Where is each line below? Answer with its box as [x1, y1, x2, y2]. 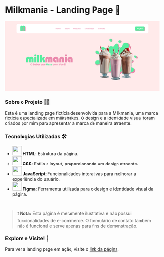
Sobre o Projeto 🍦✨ [5, 99, 50, 106]
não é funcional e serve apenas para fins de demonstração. [17, 223, 138, 229]
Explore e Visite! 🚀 [5, 235, 49, 242]
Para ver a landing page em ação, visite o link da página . [5, 246, 119, 252]
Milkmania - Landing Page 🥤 [5, 4, 121, 16]
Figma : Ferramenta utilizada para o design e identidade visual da [23, 186, 154, 192]
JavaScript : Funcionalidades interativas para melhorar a [23, 171, 136, 177]
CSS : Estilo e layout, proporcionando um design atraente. [23, 161, 139, 166]
